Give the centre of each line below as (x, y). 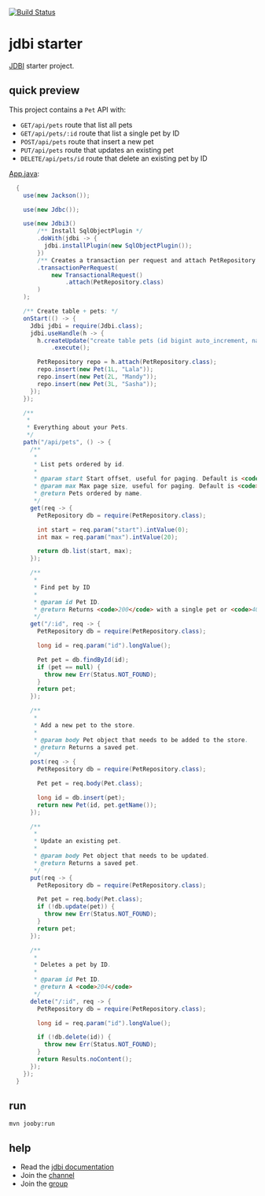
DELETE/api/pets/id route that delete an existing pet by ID (114, 158)
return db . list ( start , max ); (85, 552)
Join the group (44, 1184)
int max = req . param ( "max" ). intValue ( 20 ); (108, 537)
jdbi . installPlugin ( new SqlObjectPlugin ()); (118, 246)
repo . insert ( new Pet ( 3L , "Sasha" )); (97, 384)
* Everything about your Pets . (77, 428)
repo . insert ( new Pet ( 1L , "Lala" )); (96, 370)
